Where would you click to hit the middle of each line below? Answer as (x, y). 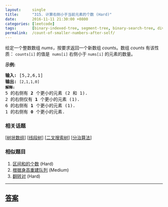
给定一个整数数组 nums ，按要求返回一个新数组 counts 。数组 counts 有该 (80, 48)
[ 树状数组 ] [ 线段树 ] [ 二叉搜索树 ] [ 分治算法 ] (48, 138)
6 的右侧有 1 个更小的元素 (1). (40, 105)
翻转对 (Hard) (26, 176)
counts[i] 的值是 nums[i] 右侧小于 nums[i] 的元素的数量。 (75, 54)
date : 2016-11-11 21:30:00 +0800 (47, 19)
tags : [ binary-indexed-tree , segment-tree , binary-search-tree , (80, 28)
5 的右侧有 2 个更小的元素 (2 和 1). (46, 93)
